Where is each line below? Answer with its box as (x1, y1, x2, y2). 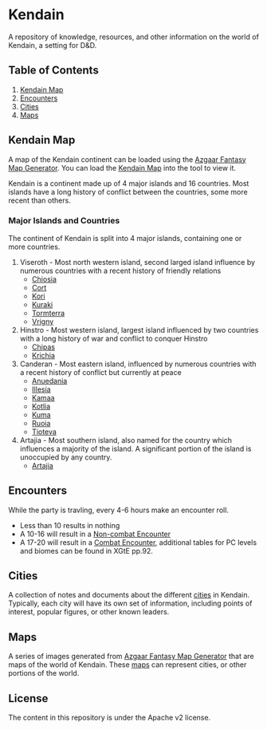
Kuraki (31, 299, 53, 309)
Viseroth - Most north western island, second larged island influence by (19, 257, 256, 266)
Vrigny (31, 317, 54, 326)
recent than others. (8, 195, 72, 205)
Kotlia (31, 401, 51, 411)
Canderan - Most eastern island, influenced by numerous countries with (19, 359, 257, 369)
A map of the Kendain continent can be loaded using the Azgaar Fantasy (8, 154, 247, 164)
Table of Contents (8, 64, 100, 77)
